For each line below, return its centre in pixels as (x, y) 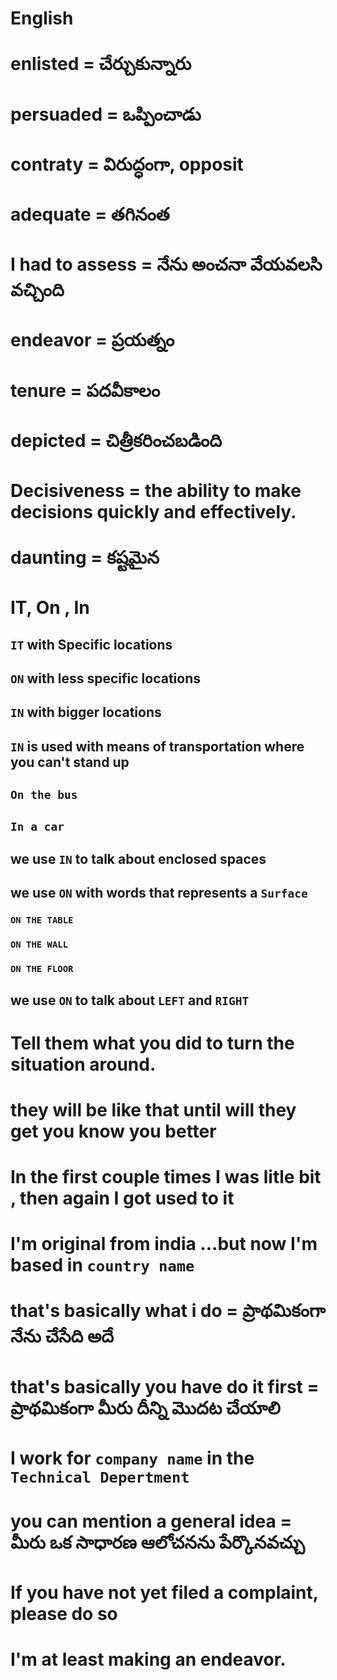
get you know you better (113, 1131)
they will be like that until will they (153, 1109)
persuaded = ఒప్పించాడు (106, 114)
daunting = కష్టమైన (85, 558)
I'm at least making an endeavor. (148, 1659)
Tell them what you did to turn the (152, 1043)
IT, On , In (50, 608)
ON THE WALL (39, 945)
